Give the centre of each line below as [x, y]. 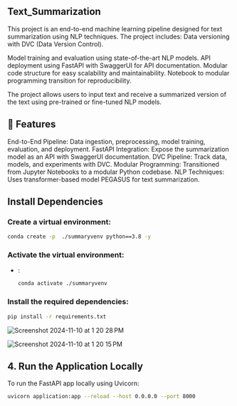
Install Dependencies [55, 202]
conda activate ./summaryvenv [63, 283]
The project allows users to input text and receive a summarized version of [117, 94]
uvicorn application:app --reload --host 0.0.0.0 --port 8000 [101, 397]
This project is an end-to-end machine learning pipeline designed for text [115, 28]
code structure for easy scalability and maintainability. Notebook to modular [118, 73]
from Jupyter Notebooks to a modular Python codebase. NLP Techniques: [116, 172]
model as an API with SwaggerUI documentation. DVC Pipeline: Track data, [117, 157]
